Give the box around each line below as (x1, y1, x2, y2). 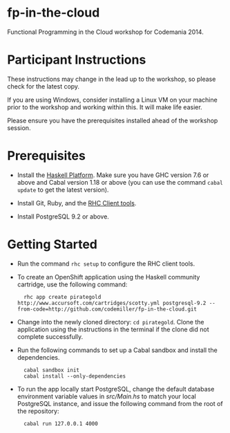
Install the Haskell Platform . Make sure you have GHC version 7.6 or (17, 171, 209, 179)
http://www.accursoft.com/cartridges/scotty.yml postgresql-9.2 (17, 300, 207, 306)
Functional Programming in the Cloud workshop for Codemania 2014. (7, 28, 204, 36)
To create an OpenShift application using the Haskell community (17, 273, 200, 281)
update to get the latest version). (17, 185, 109, 194)
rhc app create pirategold (23, 293, 102, 300)
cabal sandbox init (23, 367, 79, 374)
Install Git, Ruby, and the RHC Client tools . (17, 199, 137, 207)
